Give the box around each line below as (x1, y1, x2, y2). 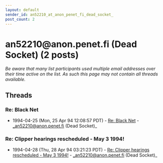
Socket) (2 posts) (5, 49, 79, 60)
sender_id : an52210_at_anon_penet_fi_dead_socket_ (5, 12, 114, 17)
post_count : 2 (5, 17, 35, 22)
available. (5, 76, 26, 83)
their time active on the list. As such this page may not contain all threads (5, 71, 158, 77)
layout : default (5, 7, 39, 13)
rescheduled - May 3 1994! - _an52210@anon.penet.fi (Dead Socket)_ (12, 152, 157, 158)
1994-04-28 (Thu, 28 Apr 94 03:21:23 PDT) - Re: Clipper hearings (12, 147, 150, 153)
